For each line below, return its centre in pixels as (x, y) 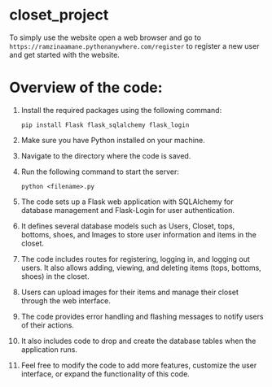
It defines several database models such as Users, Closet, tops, (128, 226)
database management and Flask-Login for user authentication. (128, 210)
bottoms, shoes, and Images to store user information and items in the (139, 234)
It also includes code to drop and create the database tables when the (138, 341)
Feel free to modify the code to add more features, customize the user (139, 365)
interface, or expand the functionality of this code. (105, 374)
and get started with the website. (65, 54)
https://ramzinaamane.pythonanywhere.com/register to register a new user (134, 46)
